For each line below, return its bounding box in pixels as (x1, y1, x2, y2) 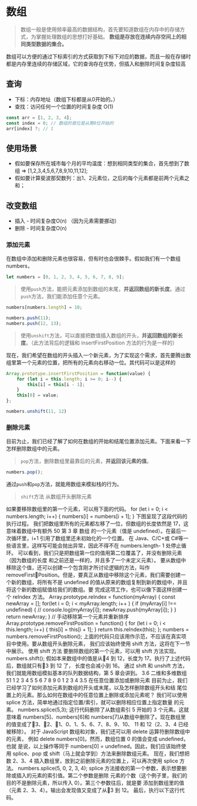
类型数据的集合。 (25, 40, 67, 47)
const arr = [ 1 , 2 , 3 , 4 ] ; (6, 115, 72, 121)
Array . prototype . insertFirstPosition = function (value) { (6, 370, 151, 377)
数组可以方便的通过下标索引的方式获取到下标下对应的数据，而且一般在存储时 (6, 53, 191, 60)
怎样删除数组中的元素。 (6, 445, 63, 452)
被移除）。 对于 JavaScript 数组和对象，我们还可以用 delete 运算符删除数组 (6, 728, 185, 735)
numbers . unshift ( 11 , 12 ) (6, 408, 67, 415)
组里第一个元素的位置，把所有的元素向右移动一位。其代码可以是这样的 (6, 358, 176, 366)
